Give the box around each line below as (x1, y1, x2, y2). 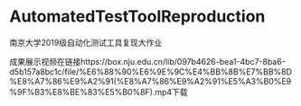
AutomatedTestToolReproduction (9, 6, 266, 27)
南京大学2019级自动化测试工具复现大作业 (9, 37, 163, 48)
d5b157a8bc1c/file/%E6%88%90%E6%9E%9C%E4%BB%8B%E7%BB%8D (9, 66, 292, 77)
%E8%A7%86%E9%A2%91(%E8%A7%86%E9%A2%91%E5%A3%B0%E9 (9, 75, 292, 86)
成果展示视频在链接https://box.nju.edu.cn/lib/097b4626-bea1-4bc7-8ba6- (9, 56, 287, 66)
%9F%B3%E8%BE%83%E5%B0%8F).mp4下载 (9, 86, 188, 97)
